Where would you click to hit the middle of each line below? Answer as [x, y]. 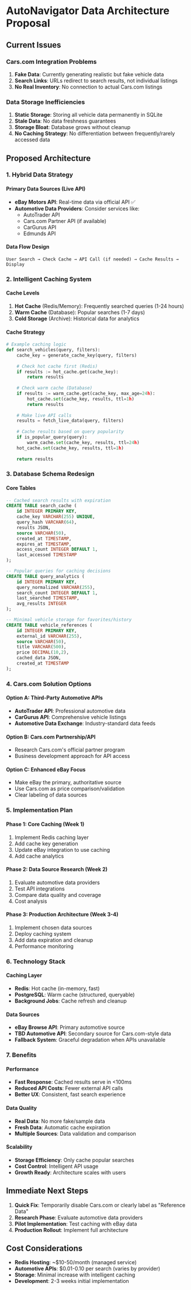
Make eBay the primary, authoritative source [68, 783]
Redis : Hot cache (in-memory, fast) [57, 988]
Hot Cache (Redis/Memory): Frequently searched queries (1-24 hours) [99, 306]
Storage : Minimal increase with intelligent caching [75, 1275]
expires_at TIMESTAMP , [44, 544]
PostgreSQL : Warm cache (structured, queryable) [75, 995]
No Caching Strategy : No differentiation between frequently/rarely [95, 134]
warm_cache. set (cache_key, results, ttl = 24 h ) [84, 442]
